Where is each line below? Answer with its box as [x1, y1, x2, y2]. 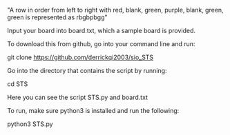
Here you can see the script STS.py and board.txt [7, 93, 148, 101]
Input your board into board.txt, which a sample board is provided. [7, 27, 195, 34]
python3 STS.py [7, 120, 53, 128]
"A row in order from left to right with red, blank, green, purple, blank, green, [7, 6, 224, 14]
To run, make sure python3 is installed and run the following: [7, 107, 180, 114]
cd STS [7, 80, 28, 88]
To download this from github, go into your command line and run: [7, 40, 195, 48]
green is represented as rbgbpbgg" [7, 13, 108, 21]
